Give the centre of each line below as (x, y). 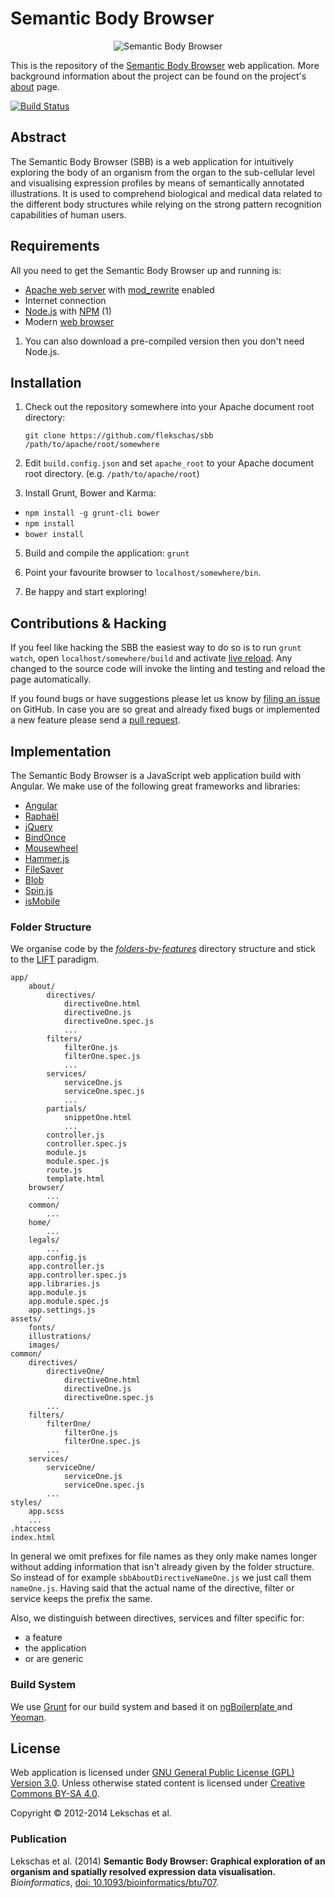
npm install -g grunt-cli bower (92, 513)
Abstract (38, 137)
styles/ (26, 1503)
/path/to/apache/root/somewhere (92, 445)
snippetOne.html (97, 1118)
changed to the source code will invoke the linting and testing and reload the (168, 669)
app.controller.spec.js (78, 1275)
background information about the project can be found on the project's (158, 76)
